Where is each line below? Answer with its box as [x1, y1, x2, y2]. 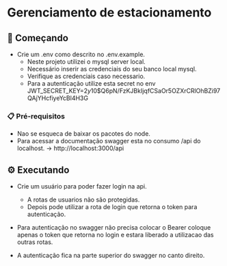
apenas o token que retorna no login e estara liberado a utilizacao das [16, 231, 214, 239]
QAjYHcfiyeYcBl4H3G [27, 94, 89, 102]
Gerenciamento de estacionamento [7, 5, 212, 21]
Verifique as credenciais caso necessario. [27, 72, 146, 80]
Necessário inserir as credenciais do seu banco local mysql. [27, 65, 197, 73]
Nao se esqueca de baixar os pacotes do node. [16, 130, 150, 138]
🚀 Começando [7, 32, 68, 44]
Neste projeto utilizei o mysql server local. [27, 58, 146, 66]
